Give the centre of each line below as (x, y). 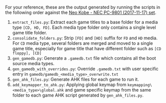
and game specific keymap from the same (108, 90)
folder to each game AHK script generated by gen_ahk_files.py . (78, 95)
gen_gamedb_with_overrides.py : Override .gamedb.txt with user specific (85, 69)
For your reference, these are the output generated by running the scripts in (83, 7)
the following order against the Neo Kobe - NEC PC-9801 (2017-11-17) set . (81, 12)
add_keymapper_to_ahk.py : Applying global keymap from (69, 85)
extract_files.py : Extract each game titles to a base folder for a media (85, 22)
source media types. (33, 63)
